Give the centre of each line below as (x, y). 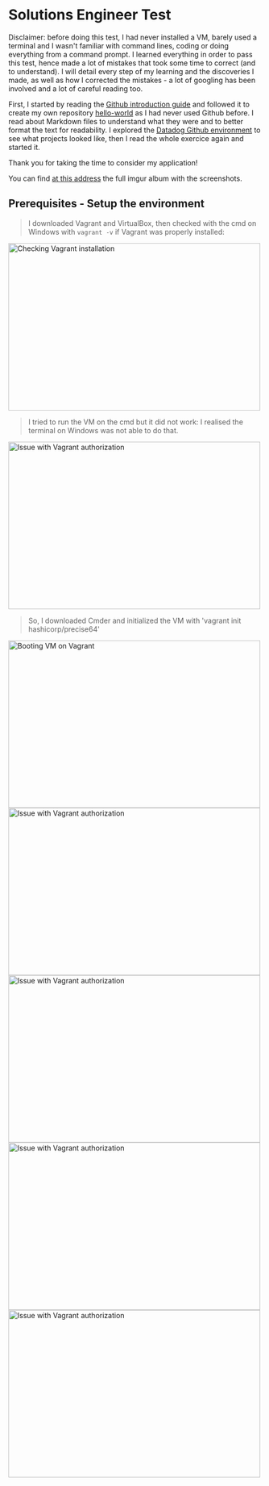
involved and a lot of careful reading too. (76, 88)
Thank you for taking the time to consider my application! (103, 162)
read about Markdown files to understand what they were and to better (126, 121)
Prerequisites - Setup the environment (107, 204)
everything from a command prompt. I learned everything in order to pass (130, 54)
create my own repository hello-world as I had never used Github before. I (131, 113)
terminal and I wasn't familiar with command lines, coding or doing (119, 45)
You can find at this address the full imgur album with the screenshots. (126, 178)
